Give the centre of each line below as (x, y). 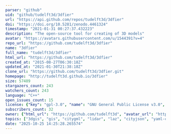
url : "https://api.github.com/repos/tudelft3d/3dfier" (65, 19)
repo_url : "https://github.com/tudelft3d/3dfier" (59, 43)
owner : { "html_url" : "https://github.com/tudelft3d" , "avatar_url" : (79, 114)
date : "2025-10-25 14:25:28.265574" (44, 124)
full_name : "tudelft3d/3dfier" (38, 52)
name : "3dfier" (21, 48)
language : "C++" (22, 95)
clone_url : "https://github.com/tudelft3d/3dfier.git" (65, 72)
